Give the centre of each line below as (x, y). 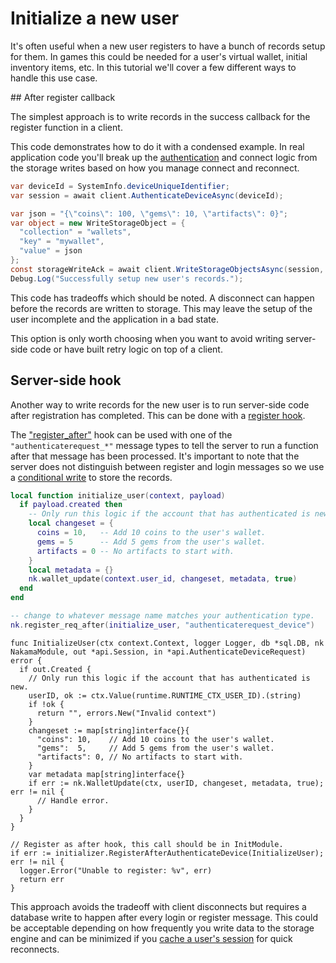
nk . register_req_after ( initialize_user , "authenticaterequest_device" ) (162, 625)
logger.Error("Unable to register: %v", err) (116, 870)
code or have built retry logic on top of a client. (126, 349)
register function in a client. (66, 127)
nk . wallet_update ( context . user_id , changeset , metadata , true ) (163, 579)
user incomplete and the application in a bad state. (114, 319)
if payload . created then (71, 505)
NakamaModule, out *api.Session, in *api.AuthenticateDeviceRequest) (158, 652)
